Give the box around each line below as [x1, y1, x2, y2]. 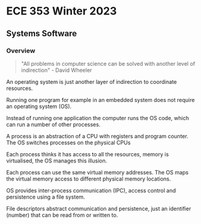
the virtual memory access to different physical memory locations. [6, 175, 171, 182]
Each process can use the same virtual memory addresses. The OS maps [6, 168, 189, 176]
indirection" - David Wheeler [21, 66, 92, 74]
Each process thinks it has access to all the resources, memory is [6, 150, 169, 158]
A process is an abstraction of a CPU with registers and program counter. [6, 132, 189, 139]
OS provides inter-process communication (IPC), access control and [6, 187, 176, 194]
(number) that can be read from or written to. [6, 211, 118, 219]
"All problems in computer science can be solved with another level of [21, 60, 196, 67]
